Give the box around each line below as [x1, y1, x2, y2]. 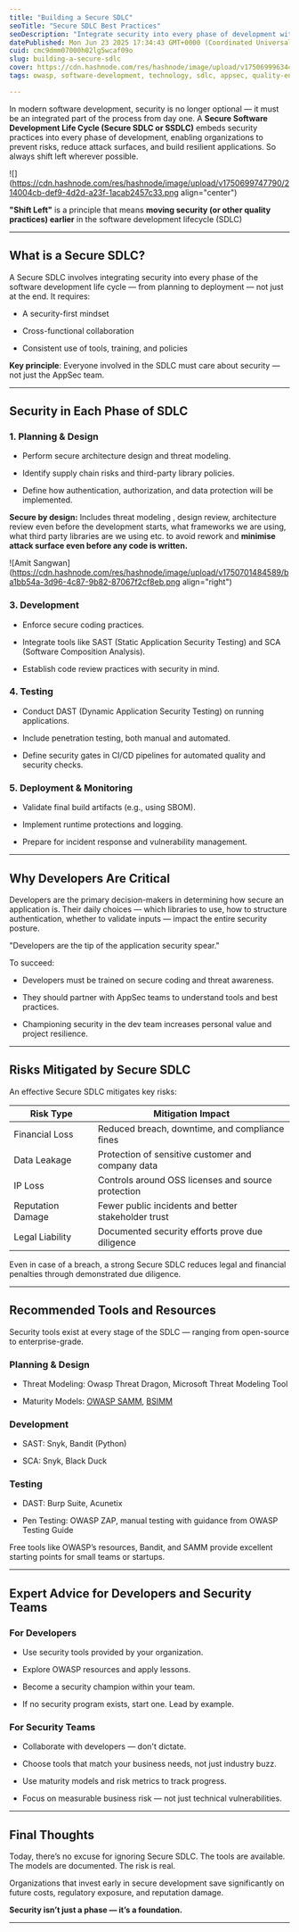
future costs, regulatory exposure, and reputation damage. [9, 1887, 224, 1898]
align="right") [182, 576, 233, 587]
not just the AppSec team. [9, 369, 105, 380]
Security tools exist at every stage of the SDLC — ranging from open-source [9, 1326, 289, 1337]
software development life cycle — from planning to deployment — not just [9, 281, 284, 292]
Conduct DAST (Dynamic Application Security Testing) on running [21, 706, 264, 717]
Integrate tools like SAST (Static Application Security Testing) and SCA [21, 636, 281, 647]
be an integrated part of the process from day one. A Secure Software [9, 112, 269, 123]
